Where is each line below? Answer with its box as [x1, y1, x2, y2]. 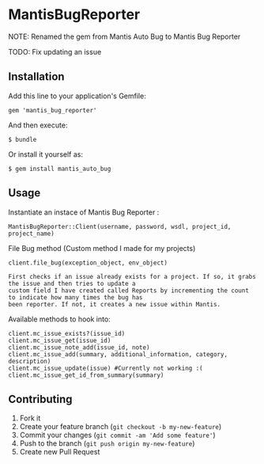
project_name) [8, 230, 55, 238]
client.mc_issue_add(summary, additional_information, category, [8, 350, 228, 358]
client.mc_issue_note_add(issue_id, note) [8, 343, 150, 352]
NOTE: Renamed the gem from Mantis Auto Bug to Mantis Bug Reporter [8, 32, 241, 41]
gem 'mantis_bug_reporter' [8, 106, 97, 114]
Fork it [19, 413, 41, 423]
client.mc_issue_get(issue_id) [8, 337, 111, 344]
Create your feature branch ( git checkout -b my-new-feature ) [19, 422, 222, 432]
